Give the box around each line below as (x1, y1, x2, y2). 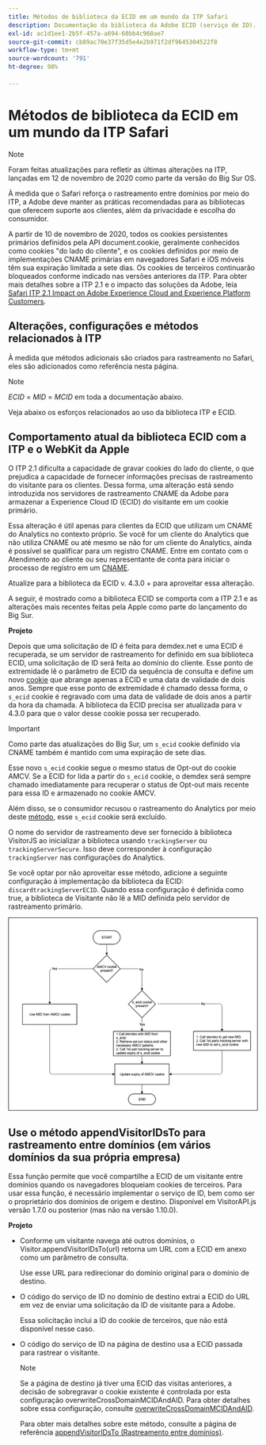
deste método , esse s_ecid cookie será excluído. (8, 812, 168, 822)
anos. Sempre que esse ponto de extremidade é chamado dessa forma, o (8, 684, 248, 693)
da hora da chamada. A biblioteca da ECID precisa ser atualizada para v (8, 700, 242, 710)
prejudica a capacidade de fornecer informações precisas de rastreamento (8, 472, 253, 482)
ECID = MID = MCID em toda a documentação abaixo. (8, 392, 184, 402)
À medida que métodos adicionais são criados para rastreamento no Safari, (8, 353, 255, 362)
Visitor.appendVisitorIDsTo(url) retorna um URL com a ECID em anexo (19, 1245, 247, 1254)
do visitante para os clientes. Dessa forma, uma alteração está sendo (8, 480, 234, 490)
